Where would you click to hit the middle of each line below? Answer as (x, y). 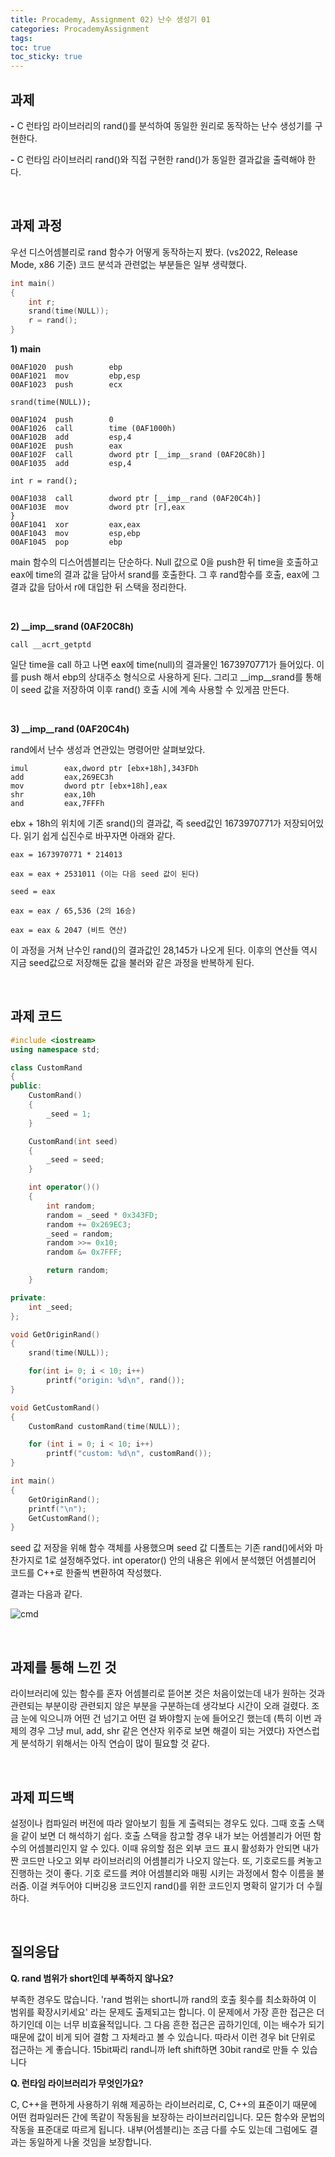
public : (26, 1086)
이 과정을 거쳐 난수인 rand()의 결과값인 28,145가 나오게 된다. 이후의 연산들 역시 (164, 950)
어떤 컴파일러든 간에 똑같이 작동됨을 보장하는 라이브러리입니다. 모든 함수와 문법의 (168, 2117)
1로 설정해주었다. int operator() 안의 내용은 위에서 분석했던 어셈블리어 (180, 1560)
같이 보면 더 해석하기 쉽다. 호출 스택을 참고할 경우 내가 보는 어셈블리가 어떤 (166, 1835)
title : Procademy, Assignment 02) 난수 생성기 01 (110, 19)
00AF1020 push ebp (66, 367)
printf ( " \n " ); (57, 1509)
